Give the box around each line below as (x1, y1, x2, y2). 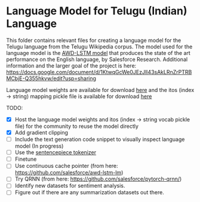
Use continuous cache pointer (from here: (14, 163, 118, 170)
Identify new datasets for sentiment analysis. (14, 182, 125, 189)
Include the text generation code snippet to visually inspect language (14, 136, 185, 143)
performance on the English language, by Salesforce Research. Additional (6, 56, 188, 63)
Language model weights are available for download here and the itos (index (6, 86, 195, 93)
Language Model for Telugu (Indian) (6, 4, 187, 18)
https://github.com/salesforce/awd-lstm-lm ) (14, 169, 124, 176)
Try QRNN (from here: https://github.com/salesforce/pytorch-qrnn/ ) (14, 175, 182, 183)
